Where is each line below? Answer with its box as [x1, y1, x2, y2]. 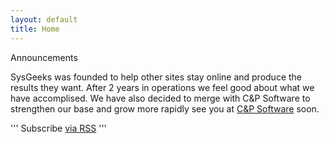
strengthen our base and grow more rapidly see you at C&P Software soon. [10, 102, 320, 115]
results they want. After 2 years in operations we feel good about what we [10, 81, 315, 93]
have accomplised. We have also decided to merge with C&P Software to [10, 92, 311, 104]
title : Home [10, 24, 60, 34]
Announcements [10, 51, 78, 63]
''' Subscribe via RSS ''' [10, 122, 107, 134]
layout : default [10, 14, 78, 25]
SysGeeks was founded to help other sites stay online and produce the [10, 71, 303, 83]
